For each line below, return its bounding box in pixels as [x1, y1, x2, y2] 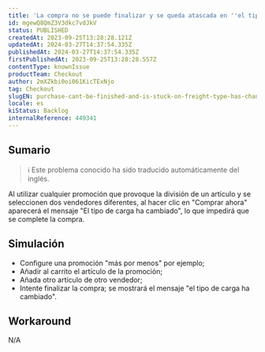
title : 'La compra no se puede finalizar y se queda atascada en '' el [8, 11, 245, 20]
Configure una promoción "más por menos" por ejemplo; [19, 258, 205, 268]
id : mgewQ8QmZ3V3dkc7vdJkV [8, 19, 97, 27]
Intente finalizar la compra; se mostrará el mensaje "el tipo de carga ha [19, 283, 250, 293]
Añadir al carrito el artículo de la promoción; [19, 266, 163, 276]
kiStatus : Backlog [8, 107, 69, 115]
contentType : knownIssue [8, 63, 90, 71]
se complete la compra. [8, 214, 85, 223]
